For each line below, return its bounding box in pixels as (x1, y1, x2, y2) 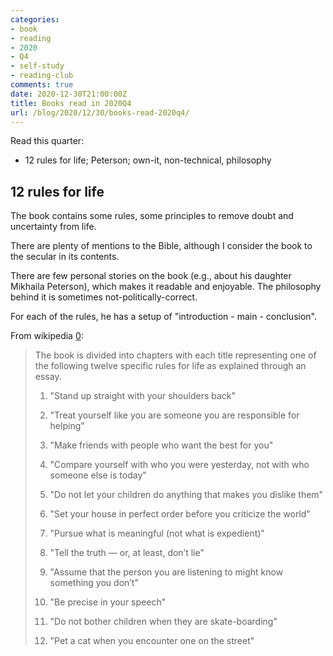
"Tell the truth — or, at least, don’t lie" (49, 547, 205, 559)
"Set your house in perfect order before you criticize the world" (49, 508, 311, 520)
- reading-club (10, 71, 74, 81)
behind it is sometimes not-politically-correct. (10, 291, 198, 303)
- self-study (10, 61, 65, 71)
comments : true (10, 80, 74, 90)
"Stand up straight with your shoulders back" (49, 390, 237, 402)
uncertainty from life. (10, 221, 97, 233)
